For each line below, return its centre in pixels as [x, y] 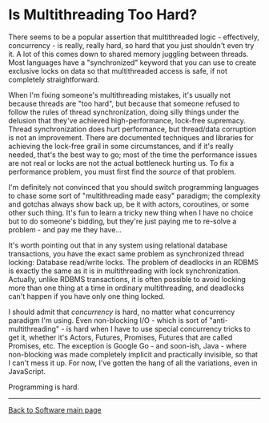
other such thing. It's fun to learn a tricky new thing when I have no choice [131, 212]
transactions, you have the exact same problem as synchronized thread [126, 253]
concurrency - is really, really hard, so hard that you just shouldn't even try [131, 45]
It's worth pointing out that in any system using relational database [118, 245]
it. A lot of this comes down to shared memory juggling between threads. [128, 54]
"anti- [219, 320]
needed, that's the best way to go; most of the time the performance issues [133, 155]
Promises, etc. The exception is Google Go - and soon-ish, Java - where [127, 345]
